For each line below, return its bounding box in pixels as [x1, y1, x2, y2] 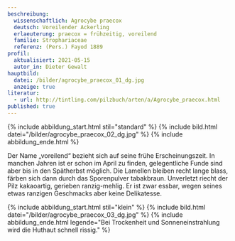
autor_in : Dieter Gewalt [13, 63, 87, 70]
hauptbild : [7, 70, 40, 77]
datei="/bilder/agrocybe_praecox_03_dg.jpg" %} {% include [7, 210, 183, 219]
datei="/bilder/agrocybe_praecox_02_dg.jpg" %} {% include [7, 129, 183, 139]
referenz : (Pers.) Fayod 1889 [13, 43, 103, 50]
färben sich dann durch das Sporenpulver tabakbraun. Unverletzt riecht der [7, 173, 229, 182]
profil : [7, 50, 31, 58]
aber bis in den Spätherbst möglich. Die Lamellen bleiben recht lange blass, [7, 166, 229, 175]
